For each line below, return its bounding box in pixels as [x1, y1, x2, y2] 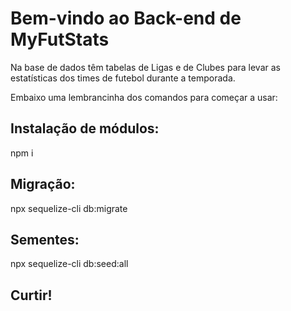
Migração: [10, 176, 76, 193]
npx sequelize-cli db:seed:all [10, 258, 129, 270]
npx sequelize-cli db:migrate [10, 202, 128, 214]
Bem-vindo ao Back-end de [10, 7, 242, 30]
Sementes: [10, 231, 80, 248]
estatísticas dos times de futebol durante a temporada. [10, 72, 236, 84]
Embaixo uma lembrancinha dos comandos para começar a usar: [10, 91, 278, 103]
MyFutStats [10, 28, 110, 51]
